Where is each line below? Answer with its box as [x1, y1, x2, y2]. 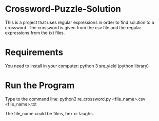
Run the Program [5, 80, 75, 91]
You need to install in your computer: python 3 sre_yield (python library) [5, 63, 149, 69]
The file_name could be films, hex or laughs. [5, 110, 94, 116]
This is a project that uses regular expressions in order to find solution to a [5, 19, 155, 25]
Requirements [5, 47, 63, 58]
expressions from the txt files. [5, 30, 65, 35]
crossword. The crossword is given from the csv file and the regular [5, 24, 141, 30]
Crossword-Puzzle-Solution [5, 3, 121, 15]
